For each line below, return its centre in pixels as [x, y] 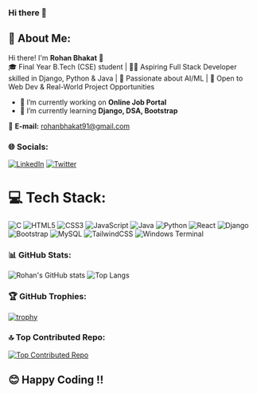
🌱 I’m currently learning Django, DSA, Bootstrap [99, 110]
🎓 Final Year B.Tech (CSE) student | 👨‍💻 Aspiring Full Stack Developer [123, 66]
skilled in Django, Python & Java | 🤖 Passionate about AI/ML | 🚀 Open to [126, 78]
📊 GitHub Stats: [40, 254]
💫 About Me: [40, 39]
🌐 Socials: [29, 147]
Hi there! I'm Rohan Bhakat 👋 [56, 57]
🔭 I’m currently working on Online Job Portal [93, 102]
